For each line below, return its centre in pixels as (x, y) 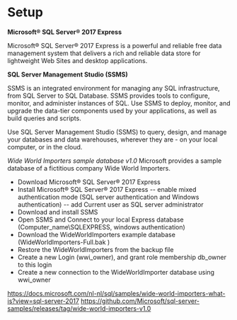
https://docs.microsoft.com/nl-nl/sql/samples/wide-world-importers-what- (116, 293)
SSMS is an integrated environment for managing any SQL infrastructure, (114, 88)
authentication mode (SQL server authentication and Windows (108, 197)
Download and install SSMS (58, 212)
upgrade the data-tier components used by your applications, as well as (112, 110)
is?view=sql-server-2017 (44, 301)
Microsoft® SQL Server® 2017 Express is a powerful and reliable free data (115, 45)
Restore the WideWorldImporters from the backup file (96, 249)
